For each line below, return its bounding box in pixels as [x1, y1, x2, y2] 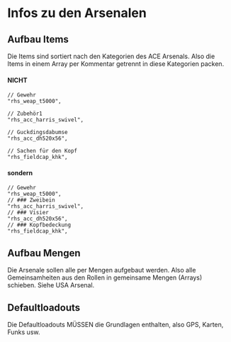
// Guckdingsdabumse [7, 129, 69, 136]
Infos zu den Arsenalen [7, 5, 147, 21]
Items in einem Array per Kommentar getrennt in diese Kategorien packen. [7, 60, 225, 68]
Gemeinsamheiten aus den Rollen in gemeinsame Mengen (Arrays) [7, 273, 203, 282]
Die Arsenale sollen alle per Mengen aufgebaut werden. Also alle [7, 266, 196, 275]
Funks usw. [7, 328, 40, 336]
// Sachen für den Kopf [7, 148, 78, 155]
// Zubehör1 [7, 110, 43, 118]
